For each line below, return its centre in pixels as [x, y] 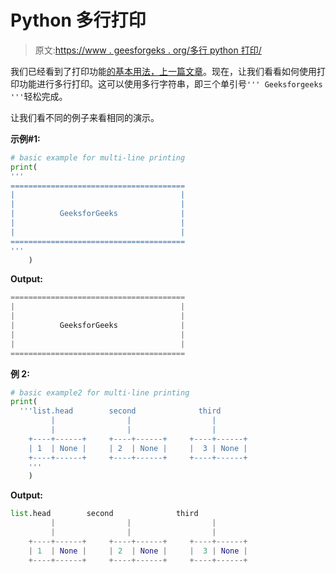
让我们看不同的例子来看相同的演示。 [85, 117]
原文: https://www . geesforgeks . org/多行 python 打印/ [148, 50]
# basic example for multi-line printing [98, 157]
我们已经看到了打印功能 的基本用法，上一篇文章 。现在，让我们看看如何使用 [163, 71]
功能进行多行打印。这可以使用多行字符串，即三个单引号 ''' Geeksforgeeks [170, 83]
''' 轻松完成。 [39, 96]
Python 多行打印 [78, 20]
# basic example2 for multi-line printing [100, 392]
